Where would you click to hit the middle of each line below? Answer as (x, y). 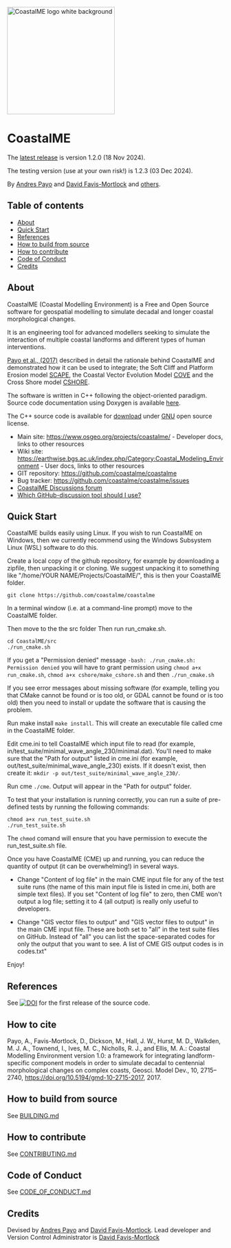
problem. (20, 710)
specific (19, 1063)
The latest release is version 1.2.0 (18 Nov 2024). (76, 157)
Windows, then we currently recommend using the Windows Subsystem (109, 540)
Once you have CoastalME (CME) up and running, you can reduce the (106, 859)
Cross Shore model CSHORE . (48, 382)
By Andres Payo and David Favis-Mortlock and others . (84, 184)
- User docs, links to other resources (92, 466)
